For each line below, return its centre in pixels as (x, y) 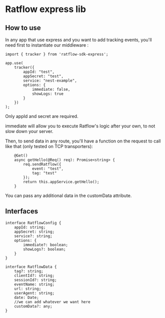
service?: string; (33, 236)
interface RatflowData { (31, 267)
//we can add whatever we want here (52, 302)
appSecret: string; (34, 232)
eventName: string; (34, 284)
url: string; (28, 289)
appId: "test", (39, 72)
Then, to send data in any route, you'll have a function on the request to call (83, 141)
